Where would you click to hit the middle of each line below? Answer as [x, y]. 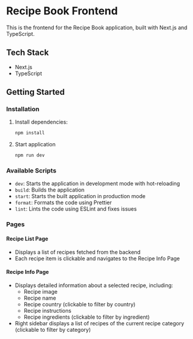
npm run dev [30, 155]
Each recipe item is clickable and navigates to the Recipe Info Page [97, 258]
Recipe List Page [27, 239]
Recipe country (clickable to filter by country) [79, 304]
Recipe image [41, 291]
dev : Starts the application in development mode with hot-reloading [97, 184]
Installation [23, 109]
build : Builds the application [50, 190]
